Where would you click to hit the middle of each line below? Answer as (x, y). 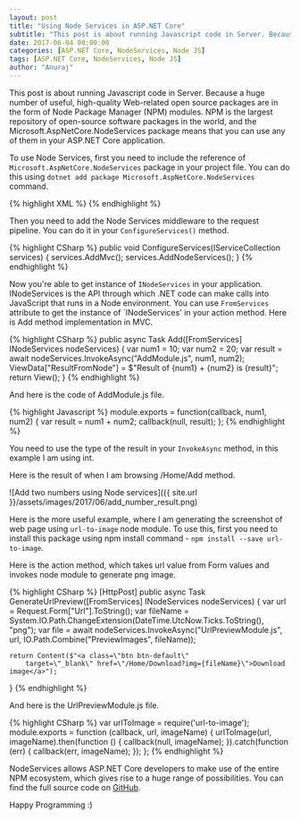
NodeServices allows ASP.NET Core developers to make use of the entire (144, 768)
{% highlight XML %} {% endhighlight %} (85, 203)
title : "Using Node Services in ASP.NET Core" (97, 26)
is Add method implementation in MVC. (81, 322)
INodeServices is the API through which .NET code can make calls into (139, 293)
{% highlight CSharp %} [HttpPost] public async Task (108, 592)
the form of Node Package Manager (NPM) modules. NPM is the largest (142, 112)
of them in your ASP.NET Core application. (87, 140)
